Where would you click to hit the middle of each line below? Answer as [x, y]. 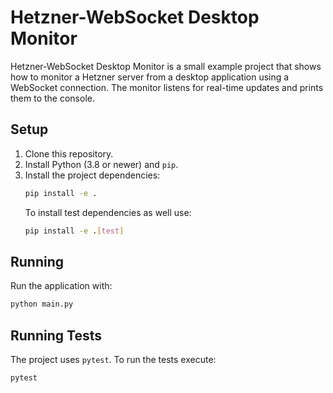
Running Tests [56, 335]
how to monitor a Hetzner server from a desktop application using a [150, 77]
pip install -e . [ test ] [74, 231]
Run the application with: [61, 286]
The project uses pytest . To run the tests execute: [113, 359]
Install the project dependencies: [92, 175]
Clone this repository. [69, 153]
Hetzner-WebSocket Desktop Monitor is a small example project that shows [166, 66]
